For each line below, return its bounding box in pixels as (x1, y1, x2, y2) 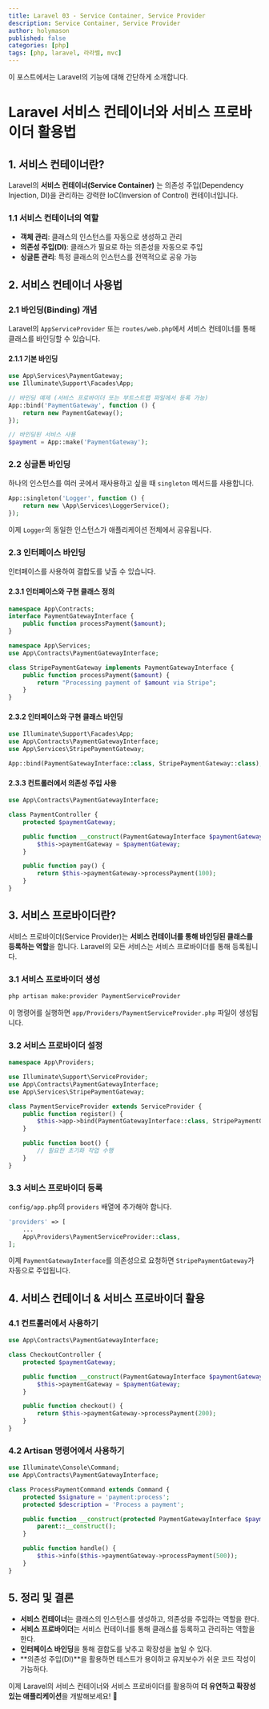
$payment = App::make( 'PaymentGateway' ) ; (8, 438, 149, 446)
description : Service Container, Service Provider (8, 19, 181, 27)
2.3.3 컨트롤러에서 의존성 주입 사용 (8, 777, 118, 787)
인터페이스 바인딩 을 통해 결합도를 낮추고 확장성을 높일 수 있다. (19, 1644, 212, 1654)
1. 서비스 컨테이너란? (8, 157, 105, 171)
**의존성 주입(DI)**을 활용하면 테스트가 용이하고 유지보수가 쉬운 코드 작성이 (19, 1654, 256, 1663)
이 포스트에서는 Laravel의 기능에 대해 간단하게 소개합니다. (8, 72, 188, 81)
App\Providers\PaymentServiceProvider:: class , (22, 1232, 181, 1240)
